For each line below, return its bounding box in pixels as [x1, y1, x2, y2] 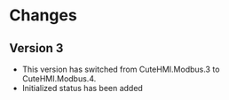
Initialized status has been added [21, 83, 144, 93]
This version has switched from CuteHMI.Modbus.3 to [21, 64, 220, 74]
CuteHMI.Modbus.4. [21, 73, 97, 84]
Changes [9, 5, 77, 26]
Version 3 [9, 41, 64, 56]
